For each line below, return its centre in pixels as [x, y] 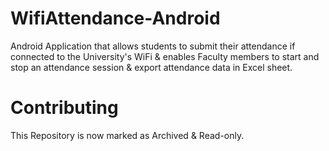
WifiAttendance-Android [115, 18]
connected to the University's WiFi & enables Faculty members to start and [165, 56]
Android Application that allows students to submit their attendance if [153, 46]
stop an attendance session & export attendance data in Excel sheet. [151, 67]
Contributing [64, 108]
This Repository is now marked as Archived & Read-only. [127, 135]
